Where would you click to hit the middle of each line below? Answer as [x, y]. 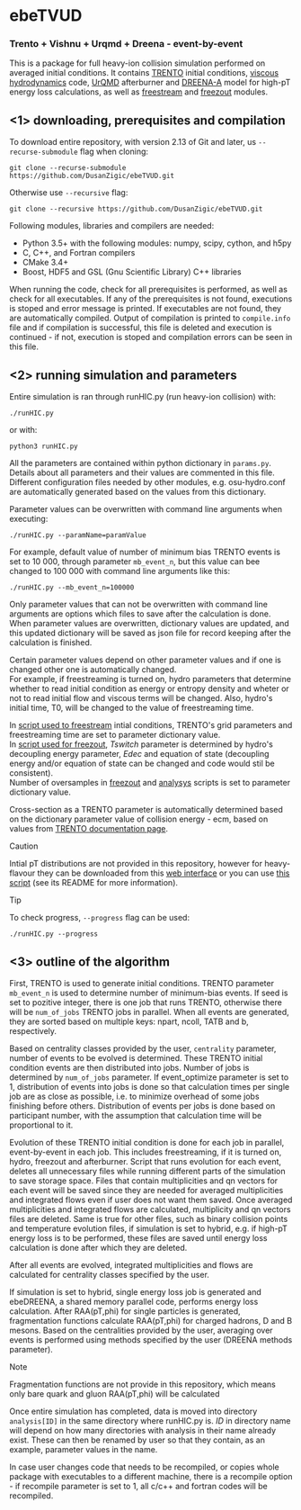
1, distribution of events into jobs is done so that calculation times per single [150, 1086]
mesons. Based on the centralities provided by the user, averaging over [141, 1330]
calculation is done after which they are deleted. [98, 1247]
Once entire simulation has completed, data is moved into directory [133, 1411]
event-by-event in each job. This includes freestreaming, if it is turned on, [146, 1152]
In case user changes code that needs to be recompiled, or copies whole [145, 1467]
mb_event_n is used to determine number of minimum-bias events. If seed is [149, 993]
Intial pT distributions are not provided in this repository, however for [136, 864]
